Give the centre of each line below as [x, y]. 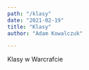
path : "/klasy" [29, 14]
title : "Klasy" [29, 27]
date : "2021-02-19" [36, 20]
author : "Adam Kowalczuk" [45, 33]
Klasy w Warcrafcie [35, 59]
